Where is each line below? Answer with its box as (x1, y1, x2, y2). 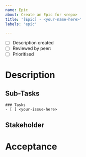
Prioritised (12, 51, 34, 57)
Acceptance (5, 141, 57, 152)
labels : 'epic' (5, 21, 37, 27)
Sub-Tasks (5, 89, 40, 98)
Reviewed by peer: (12, 45, 51, 51)
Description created (12, 40, 54, 46)
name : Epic (5, 7, 28, 13)
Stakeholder (5, 121, 44, 129)
